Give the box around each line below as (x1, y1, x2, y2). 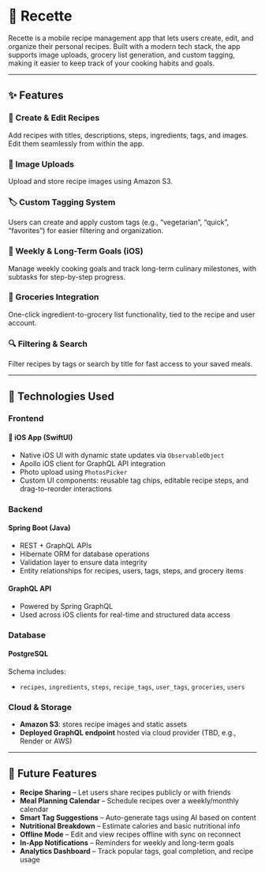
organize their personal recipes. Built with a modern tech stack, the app (8, 41, 241, 51)
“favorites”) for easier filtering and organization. (8, 226, 164, 235)
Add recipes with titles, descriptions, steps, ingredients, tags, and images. (8, 130, 248, 140)
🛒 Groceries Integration (8, 291, 99, 303)
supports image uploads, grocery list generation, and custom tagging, (8, 50, 235, 59)
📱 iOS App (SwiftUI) (8, 433, 73, 442)
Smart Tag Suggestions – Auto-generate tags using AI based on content (19, 813, 256, 822)
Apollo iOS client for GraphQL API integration (19, 458, 166, 468)
